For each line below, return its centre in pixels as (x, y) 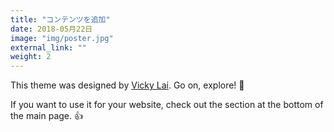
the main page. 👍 (46, 116)
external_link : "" (48, 47)
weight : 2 (31, 57)
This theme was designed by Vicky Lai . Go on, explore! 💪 (127, 85)
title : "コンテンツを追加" (60, 19)
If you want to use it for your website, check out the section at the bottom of (167, 105)
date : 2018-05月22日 (51, 29)
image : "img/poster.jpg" (62, 38)
